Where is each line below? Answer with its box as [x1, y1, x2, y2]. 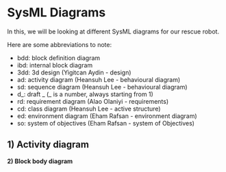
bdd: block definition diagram [16, 53, 101, 62]
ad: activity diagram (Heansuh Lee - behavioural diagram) [16, 75, 181, 83]
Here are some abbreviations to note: [7, 40, 112, 48]
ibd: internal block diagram [16, 61, 93, 69]
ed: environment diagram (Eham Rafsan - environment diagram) [16, 111, 197, 120]
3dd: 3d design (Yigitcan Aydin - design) [16, 68, 131, 76]
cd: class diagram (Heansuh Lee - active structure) [16, 104, 161, 113]
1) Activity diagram [7, 139, 89, 151]
